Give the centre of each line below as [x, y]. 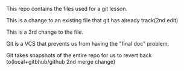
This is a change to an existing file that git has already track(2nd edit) [92, 20]
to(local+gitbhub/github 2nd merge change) [61, 62]
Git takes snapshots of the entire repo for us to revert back [79, 55]
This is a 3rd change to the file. [45, 32]
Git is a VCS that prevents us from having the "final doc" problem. [88, 44]
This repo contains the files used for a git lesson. [67, 9]
